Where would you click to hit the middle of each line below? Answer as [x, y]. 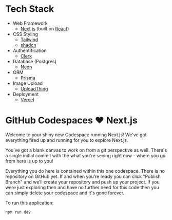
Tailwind [29, 40]
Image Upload [27, 83]
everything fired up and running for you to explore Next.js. [67, 140]
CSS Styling [25, 34]
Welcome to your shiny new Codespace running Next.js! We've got [76, 135]
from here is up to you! [29, 161]
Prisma [28, 78]
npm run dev [18, 212]
